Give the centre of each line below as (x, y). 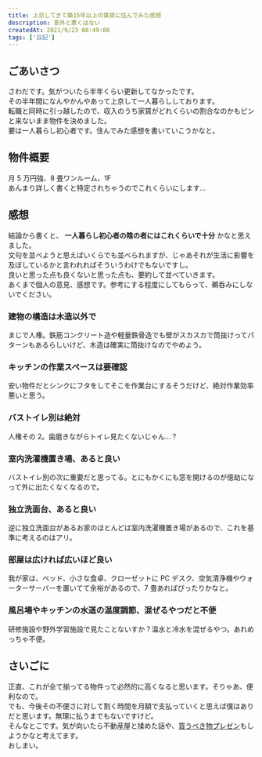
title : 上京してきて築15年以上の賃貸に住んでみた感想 (85, 15)
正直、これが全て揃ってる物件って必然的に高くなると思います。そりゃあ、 (127, 686)
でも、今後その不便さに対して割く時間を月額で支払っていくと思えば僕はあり (131, 706)
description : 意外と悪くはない (54, 23)
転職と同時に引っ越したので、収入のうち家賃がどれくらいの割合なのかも (124, 111)
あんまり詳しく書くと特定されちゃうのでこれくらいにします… (107, 187)
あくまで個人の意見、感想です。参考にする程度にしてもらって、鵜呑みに (124, 284)
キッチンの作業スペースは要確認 (68, 367)
